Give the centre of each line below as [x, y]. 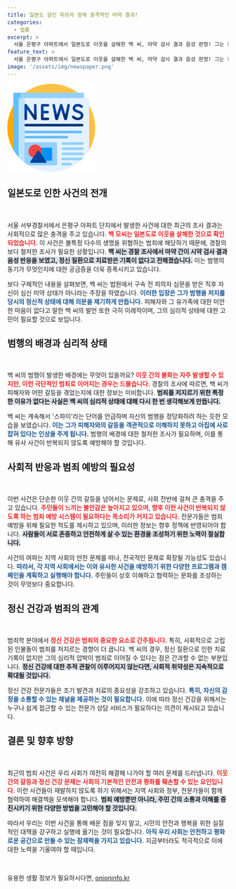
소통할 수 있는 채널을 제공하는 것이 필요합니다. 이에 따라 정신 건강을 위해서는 [123, 699]
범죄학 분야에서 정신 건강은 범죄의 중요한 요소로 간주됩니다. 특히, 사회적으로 [110, 640]
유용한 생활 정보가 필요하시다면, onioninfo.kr [68, 878]
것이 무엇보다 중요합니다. [41, 584]
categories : [25, 22]
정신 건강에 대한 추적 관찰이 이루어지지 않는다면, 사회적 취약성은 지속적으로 [123, 667]
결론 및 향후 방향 [40, 741]
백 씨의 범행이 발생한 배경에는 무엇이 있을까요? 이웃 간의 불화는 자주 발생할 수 [112, 375]
